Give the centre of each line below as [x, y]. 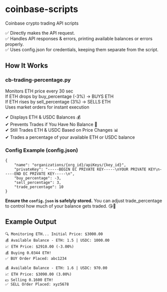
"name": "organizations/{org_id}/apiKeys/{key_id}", [70, 165]
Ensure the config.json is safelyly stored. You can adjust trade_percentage [84, 201]
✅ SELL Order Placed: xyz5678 [37, 284]
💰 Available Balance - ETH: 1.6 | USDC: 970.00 [56, 268]
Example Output [31, 222]
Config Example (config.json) [42, 150]
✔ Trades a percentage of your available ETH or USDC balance [70, 137]
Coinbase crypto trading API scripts [42, 23]
